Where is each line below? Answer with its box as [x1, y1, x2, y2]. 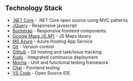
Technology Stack [5, 4, 63, 12]
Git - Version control [12, 43, 54, 49]
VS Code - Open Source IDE [12, 70, 70, 76]
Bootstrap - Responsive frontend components [12, 27, 106, 34]
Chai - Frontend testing [12, 65, 60, 71]
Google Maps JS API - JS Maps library [12, 33, 91, 39]
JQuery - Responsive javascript [12, 22, 77, 28]
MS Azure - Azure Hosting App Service [12, 38, 93, 44]
